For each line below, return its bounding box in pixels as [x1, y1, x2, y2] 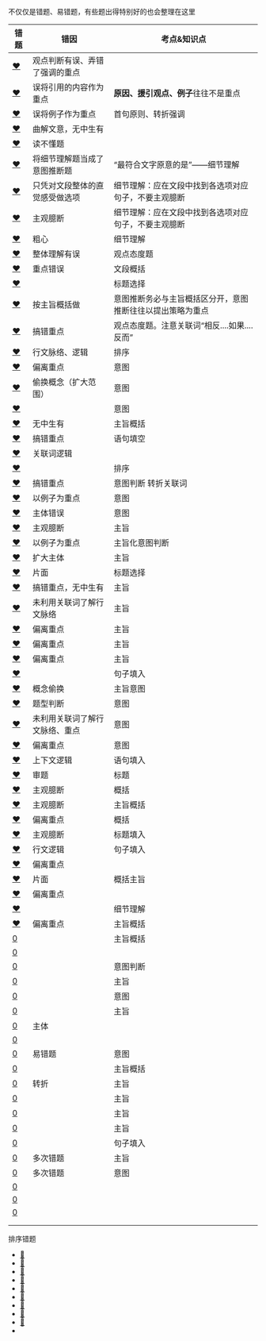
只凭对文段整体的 [32, 180, 97, 191]
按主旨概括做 [32, 299, 81, 310]
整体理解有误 [32, 249, 81, 260]
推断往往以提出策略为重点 [113, 305, 210, 316]
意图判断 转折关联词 [113, 478, 188, 488]
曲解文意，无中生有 [32, 124, 104, 134]
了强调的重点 [32, 67, 81, 78]
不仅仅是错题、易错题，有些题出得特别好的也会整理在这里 [8, 7, 196, 16]
